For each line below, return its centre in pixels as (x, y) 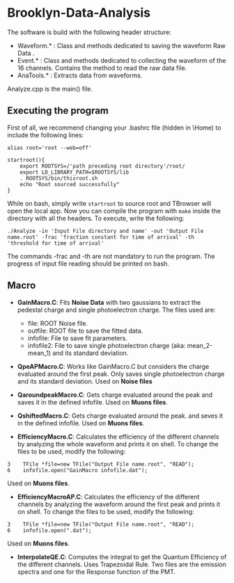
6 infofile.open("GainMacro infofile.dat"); (78, 470)
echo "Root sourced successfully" (70, 184)
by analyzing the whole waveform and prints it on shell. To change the (118, 444)
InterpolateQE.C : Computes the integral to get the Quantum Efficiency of (122, 556)
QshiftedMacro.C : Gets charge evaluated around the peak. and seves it (120, 416)
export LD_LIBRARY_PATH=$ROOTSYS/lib (75, 172)
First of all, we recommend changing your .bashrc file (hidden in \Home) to (114, 128)
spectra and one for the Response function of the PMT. (96, 571)
